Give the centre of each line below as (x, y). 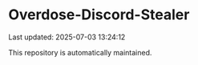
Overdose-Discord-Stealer (99, 15)
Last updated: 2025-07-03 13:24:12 (67, 37)
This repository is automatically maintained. (80, 52)
